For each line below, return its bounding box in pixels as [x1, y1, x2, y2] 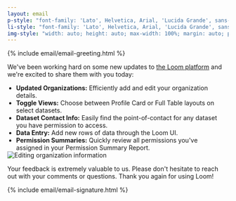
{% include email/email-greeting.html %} [7, 49, 126, 58]
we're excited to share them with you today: [7, 70, 134, 79]
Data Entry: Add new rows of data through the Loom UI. [16, 129, 178, 137]
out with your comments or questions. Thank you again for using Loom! [7, 172, 214, 181]
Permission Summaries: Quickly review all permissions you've [16, 136, 198, 145]
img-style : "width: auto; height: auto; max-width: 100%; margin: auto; [7, 30, 225, 37]
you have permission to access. [16, 121, 108, 130]
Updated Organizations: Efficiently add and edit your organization [16, 84, 209, 92]
